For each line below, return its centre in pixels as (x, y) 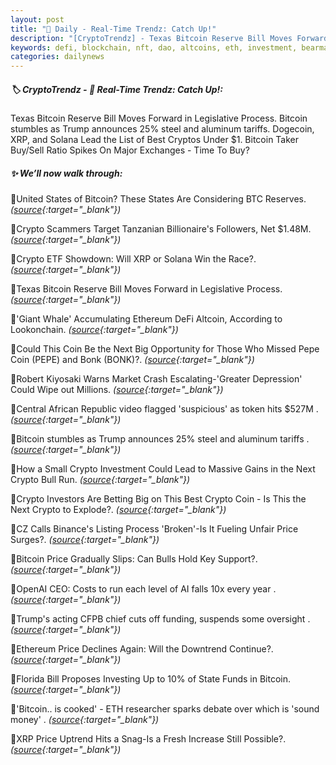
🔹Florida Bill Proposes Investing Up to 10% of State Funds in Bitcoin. (151, 679)
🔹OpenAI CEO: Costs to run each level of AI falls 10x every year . (143, 589)
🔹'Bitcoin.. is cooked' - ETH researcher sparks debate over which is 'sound (165, 709)
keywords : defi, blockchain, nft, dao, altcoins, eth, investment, (154, 47)
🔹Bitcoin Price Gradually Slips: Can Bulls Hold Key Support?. (134, 559)
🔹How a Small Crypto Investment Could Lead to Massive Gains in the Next (163, 469)
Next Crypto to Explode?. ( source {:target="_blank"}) (118, 510)
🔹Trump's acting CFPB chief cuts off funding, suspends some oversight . (160, 619)
